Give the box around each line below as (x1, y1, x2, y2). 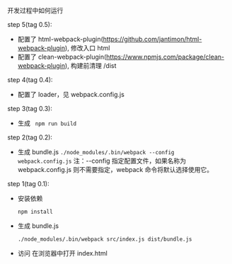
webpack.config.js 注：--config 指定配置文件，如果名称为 (17, 156, 187, 165)
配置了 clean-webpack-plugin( (17, 52, 107, 61)
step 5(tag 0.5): (7, 21, 52, 28)
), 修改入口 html (64, 44, 110, 52)
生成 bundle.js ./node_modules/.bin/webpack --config (17, 148, 175, 156)
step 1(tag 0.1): (7, 180, 50, 188)
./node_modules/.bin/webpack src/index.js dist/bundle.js (17, 236, 192, 243)
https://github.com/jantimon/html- (103, 35, 202, 43)
